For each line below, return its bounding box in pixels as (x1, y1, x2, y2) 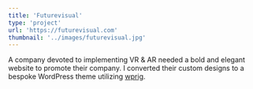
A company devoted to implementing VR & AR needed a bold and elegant (8, 55, 246, 65)
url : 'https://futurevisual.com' (8, 26, 118, 34)
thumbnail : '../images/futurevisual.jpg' (8, 33, 147, 42)
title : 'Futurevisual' (8, 11, 83, 20)
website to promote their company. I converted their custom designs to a (8, 64, 244, 73)
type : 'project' (8, 19, 61, 27)
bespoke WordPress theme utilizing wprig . (8, 72, 146, 81)
